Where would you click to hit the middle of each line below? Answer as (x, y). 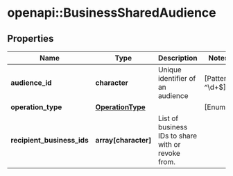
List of (169, 118)
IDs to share (178, 136)
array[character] (123, 140)
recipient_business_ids (50, 140)
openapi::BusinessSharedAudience (112, 13)
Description (178, 58)
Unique (170, 70)
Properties (31, 39)
